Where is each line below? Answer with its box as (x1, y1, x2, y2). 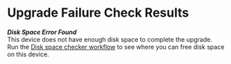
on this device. (7, 50, 50, 58)
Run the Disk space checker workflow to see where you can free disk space (7, 42, 225, 51)
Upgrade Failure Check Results (7, 5, 189, 21)
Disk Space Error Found (7, 28, 77, 36)
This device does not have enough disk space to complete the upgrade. (7, 35, 213, 43)
